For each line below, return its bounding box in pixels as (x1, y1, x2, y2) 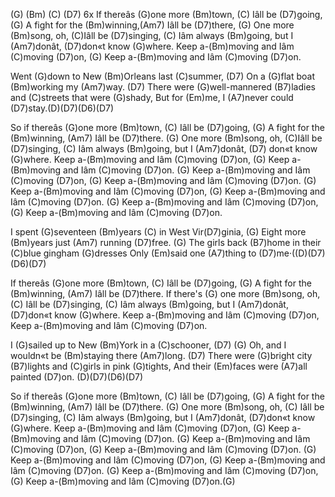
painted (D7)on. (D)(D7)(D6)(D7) (10, 371, 144, 383)
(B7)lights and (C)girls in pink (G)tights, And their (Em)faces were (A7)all (10, 360, 308, 372)
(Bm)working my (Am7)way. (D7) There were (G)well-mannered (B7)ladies (10, 81, 316, 93)
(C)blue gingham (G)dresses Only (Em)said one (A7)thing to (10, 247, 257, 259)
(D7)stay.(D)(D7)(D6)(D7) (10, 102, 115, 114)
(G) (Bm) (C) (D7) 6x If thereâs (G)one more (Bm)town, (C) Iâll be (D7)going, (10, 9, 323, 20)
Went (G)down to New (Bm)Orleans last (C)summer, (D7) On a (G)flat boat (10, 70, 316, 82)
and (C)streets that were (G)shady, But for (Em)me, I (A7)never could (10, 92, 294, 103)
